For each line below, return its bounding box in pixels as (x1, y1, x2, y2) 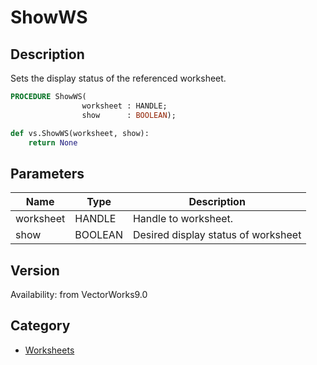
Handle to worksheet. (132, 212, 234, 226)
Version (10, 262, 60, 279)
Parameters (10, 165, 85, 182)
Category (10, 317, 71, 335)
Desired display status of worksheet (132, 228, 302, 242)
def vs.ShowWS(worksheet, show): (10, 128, 150, 138)
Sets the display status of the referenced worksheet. (10, 72, 227, 84)
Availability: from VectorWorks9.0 (10, 289, 148, 300)
